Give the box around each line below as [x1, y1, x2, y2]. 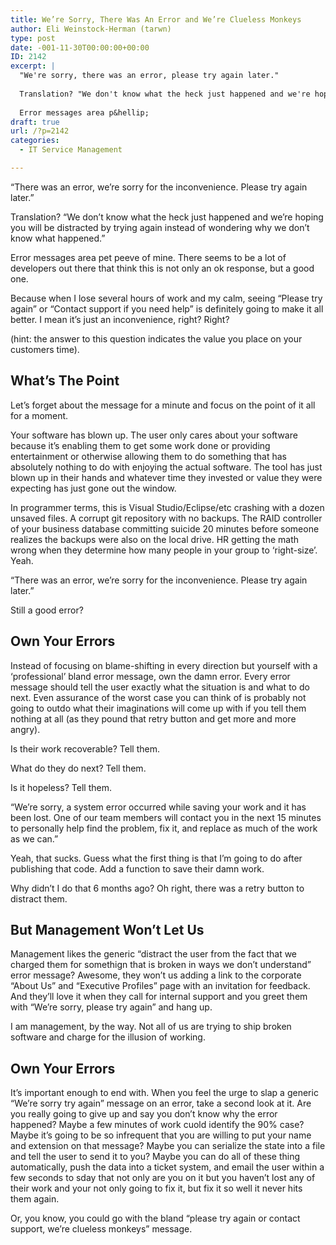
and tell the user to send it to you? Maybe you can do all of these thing [10, 1151, 301, 1163]
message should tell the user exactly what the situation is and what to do [10, 681, 310, 693]
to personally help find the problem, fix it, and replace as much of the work [10, 822, 318, 834]
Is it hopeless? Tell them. [10, 781, 112, 793]
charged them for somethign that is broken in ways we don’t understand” [10, 959, 312, 971]
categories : [10, 136, 60, 146]
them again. [10, 1193, 60, 1205]
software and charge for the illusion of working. [10, 1031, 206, 1043]
